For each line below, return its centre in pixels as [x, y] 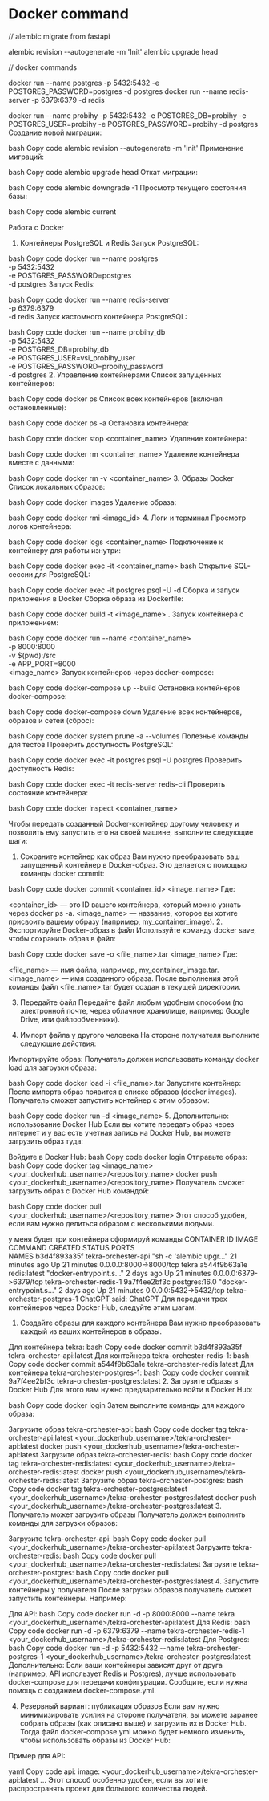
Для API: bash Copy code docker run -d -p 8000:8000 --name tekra [121, 1613]
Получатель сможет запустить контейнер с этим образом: [109, 1100]
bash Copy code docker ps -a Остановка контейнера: [99, 423]
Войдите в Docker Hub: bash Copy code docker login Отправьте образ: [128, 1157]
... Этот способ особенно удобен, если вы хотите [124, 1779]
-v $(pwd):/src [32, 655]
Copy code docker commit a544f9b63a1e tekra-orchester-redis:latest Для [131, 1364]
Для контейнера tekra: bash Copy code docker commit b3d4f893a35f [125, 1347]
